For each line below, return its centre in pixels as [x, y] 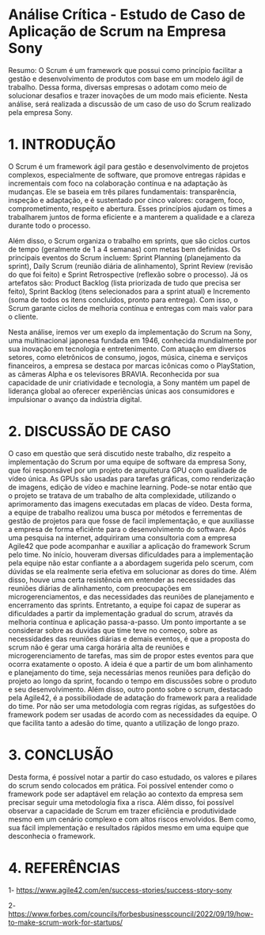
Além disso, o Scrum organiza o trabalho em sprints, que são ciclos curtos [129, 240]
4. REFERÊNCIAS [64, 868]
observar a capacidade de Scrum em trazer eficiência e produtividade [123, 810]
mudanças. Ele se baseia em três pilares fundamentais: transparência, [123, 191]
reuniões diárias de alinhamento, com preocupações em [100, 588]
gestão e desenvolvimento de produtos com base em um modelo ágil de [126, 79]
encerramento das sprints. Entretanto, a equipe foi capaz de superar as [125, 605]
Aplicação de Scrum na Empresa [117, 31]
